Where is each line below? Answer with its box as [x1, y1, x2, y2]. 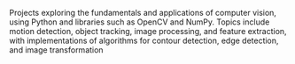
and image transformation [9, 45, 104, 55]
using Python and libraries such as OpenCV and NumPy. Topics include [9, 17, 270, 27]
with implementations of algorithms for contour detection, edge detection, [9, 35, 279, 46]
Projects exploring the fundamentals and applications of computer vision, [9, 8, 277, 18]
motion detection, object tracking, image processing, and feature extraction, [9, 26, 287, 36]
